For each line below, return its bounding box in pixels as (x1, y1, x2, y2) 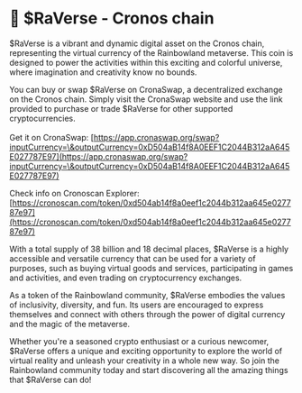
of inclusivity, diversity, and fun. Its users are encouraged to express (9, 299, 264, 310)
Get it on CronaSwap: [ (9, 132, 95, 142)
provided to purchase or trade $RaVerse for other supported (9, 103, 233, 114)
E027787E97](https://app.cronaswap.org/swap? (9, 151, 188, 161)
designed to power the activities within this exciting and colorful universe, (9, 57, 283, 68)
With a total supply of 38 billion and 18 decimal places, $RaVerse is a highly (9, 243, 289, 254)
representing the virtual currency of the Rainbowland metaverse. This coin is (9, 47, 294, 58)
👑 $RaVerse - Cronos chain (9, 8, 215, 29)
